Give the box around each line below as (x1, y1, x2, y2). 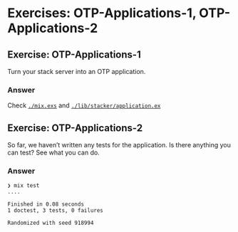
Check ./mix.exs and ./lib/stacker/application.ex (7, 101, 161, 110)
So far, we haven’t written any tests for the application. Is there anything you (7, 141, 232, 149)
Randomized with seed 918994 (7, 219, 94, 227)
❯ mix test (7, 182, 40, 189)
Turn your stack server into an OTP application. (7, 68, 146, 75)
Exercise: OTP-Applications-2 (7, 122, 143, 134)
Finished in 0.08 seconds (7, 201, 84, 208)
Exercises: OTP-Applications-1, (7, 5, 197, 21)
